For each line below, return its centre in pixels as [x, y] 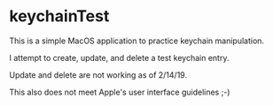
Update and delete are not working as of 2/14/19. [98, 75]
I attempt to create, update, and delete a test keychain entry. [119, 57]
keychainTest [59, 16]
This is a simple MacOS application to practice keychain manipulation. [136, 41]
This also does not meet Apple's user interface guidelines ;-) [120, 92]
